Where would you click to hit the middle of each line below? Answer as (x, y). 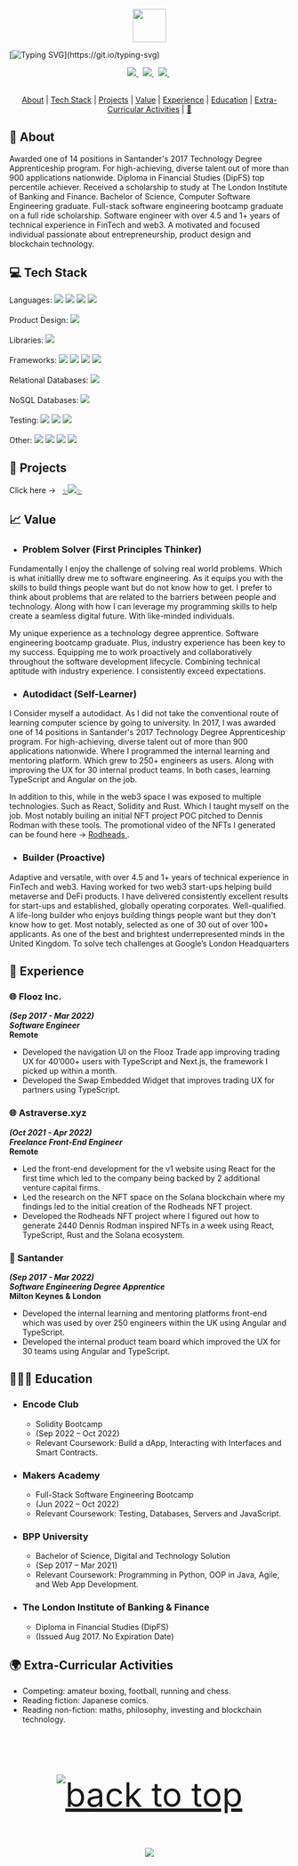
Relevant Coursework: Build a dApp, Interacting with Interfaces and (158, 1442)
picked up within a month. (69, 1071)
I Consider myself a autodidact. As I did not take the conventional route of (144, 714)
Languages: (31, 300)
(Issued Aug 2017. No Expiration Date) (105, 1636)
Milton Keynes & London (55, 1296)
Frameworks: (33, 359)
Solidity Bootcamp (69, 1424)
